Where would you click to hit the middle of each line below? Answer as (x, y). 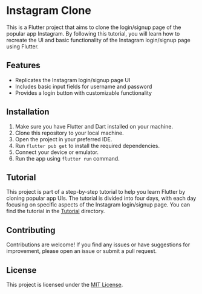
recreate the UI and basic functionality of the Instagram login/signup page (98, 40)
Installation (28, 112)
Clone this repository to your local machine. (69, 133)
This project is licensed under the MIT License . (65, 285)
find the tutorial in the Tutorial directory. (56, 211)
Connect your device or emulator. (57, 152)
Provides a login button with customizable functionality (83, 93)
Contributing (31, 230)
